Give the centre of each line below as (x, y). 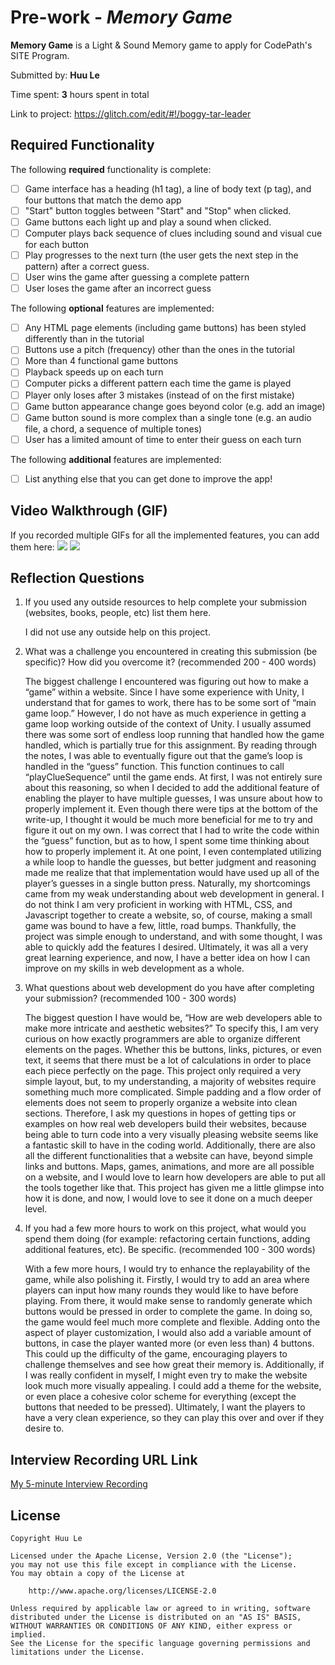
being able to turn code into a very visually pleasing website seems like (171, 1135)
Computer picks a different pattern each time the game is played (158, 383)
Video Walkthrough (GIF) (89, 511)
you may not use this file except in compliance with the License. (154, 1565)
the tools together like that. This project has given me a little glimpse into (174, 1188)
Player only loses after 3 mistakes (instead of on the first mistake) (159, 395)
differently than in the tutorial (84, 339)
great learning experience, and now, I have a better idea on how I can (167, 958)
